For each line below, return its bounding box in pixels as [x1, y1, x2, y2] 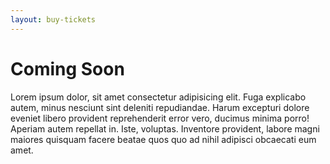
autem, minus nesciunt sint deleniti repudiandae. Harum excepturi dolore [10, 101, 310, 113]
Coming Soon [10, 57, 125, 80]
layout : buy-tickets [10, 14, 97, 25]
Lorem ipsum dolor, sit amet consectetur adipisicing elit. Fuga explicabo [10, 91, 307, 103]
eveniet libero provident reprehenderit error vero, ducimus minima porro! [10, 112, 310, 124]
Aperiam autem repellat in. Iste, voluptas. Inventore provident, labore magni [10, 122, 320, 135]
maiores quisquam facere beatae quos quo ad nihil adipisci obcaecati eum [10, 133, 317, 145]
